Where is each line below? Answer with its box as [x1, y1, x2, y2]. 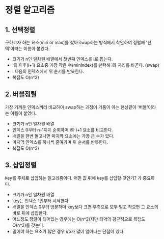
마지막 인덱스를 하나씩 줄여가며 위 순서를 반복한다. [12, 139, 108, 145]
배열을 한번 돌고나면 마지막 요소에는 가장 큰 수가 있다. [12, 133, 114, 139]
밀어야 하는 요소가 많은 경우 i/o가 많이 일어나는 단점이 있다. [12, 228, 125, 234]
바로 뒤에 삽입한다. [12, 210, 48, 216]
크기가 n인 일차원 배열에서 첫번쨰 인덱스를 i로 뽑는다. [12, 56, 113, 62]
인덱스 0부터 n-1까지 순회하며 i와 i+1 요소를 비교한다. [12, 127, 113, 133]
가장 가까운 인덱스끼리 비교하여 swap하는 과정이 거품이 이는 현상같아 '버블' [5, 104, 148, 110]
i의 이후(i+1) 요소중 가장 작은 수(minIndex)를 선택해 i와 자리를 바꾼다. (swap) [12, 62, 160, 68]
